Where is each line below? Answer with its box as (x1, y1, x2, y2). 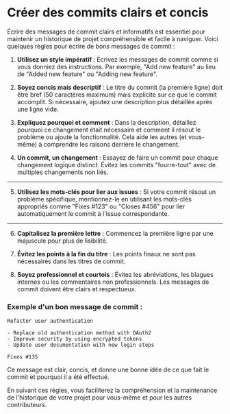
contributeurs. (7, 401, 47, 409)
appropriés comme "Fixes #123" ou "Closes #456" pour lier (16, 202, 186, 210)
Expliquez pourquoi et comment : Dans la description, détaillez (16, 118, 196, 126)
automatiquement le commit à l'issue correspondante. (16, 209, 170, 217)
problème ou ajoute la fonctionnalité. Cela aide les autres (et (16, 132, 187, 141)
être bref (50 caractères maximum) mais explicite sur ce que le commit (16, 90, 217, 99)
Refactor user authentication (7, 317, 94, 325)
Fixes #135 (7, 354, 38, 361)
